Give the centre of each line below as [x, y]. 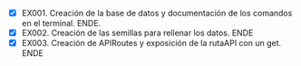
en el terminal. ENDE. [61, 24]
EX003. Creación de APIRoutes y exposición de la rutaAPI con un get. [151, 43]
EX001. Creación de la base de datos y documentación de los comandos [157, 13]
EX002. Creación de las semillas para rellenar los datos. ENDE [137, 33]
